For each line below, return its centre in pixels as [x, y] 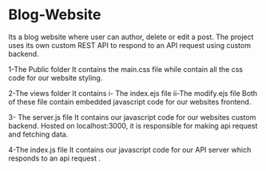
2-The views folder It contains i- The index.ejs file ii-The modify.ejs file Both [133, 93]
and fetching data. [38, 134]
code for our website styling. [56, 78]
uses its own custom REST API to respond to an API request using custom [130, 45]
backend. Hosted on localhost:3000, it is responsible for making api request [133, 125]
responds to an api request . [55, 158]
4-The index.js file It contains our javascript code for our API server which [130, 149]
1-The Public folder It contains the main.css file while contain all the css [126, 69]
